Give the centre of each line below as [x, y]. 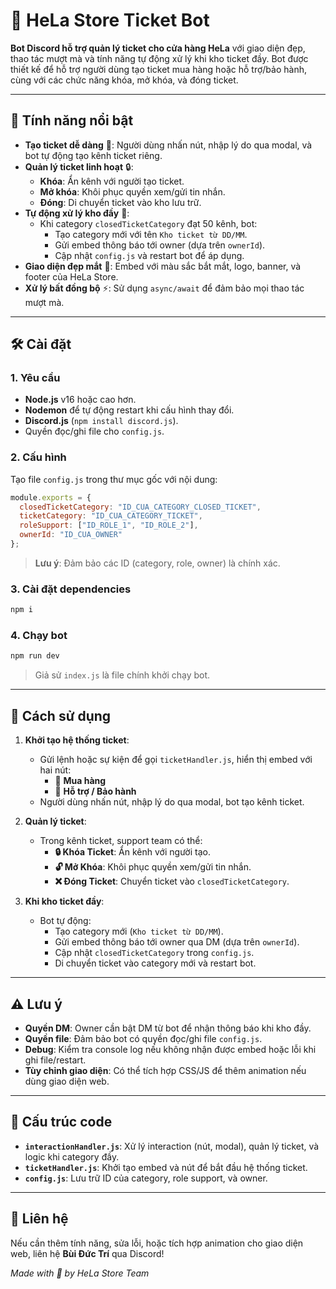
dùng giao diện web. [67, 1081]
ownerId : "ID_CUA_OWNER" [71, 535]
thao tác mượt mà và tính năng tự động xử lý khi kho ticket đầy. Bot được [159, 58]
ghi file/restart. [55, 1060]
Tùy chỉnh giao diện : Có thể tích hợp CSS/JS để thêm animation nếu [165, 1070]
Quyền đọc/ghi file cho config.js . [94, 431]
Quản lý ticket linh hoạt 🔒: [79, 166]
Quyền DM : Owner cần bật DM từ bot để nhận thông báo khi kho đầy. [168, 1028]
